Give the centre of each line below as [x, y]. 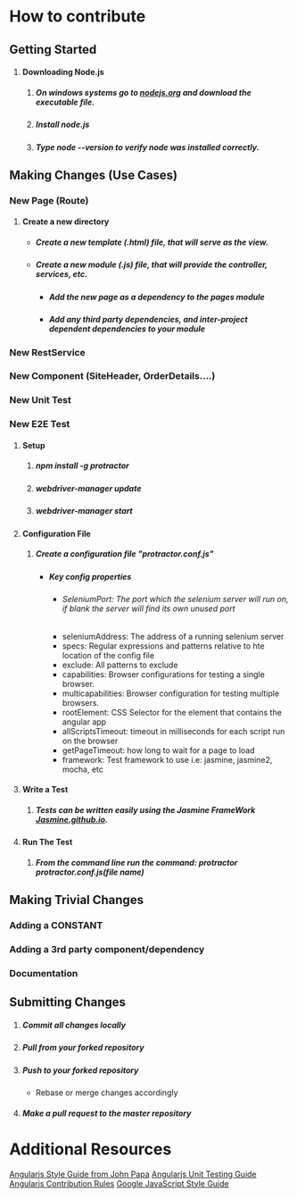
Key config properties [90, 576]
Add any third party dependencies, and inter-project [148, 320]
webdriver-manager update [88, 488]
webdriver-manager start [84, 511]
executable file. [65, 102]
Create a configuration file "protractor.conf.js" [124, 554]
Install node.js [62, 125]
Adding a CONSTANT [56, 926]
